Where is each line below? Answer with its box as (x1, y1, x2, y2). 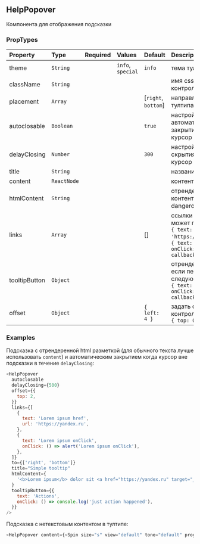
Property (9, 51, 35, 59)
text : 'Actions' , (17, 493, 60, 499)
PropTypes (6, 35, 38, 43)
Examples (6, 334, 36, 342)
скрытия (171, 150, 196, 158)
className (9, 80, 40, 89)
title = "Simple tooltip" (11, 465, 70, 471)
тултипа (171, 101, 194, 110)
